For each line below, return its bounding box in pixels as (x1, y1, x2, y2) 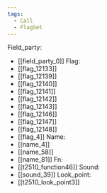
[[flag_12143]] (17, 103, 57, 111)
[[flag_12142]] (17, 95, 57, 103)
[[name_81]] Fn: (17, 155, 63, 164)
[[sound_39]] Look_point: (17, 170, 91, 179)
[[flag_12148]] (17, 125, 57, 134)
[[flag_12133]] (17, 65, 57, 73)
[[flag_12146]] (17, 110, 57, 118)
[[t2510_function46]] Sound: (17, 163, 101, 172)
